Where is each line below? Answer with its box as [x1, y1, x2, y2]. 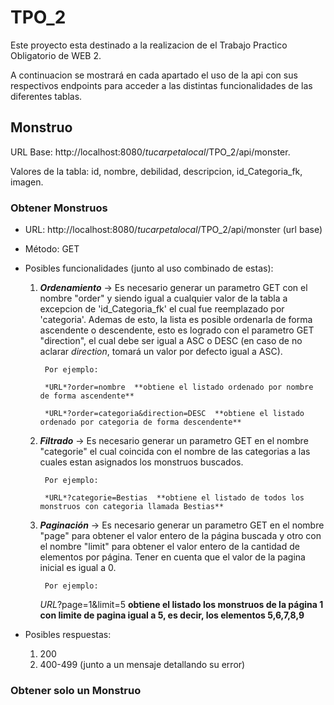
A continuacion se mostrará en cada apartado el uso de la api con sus [10, 69, 298, 81]
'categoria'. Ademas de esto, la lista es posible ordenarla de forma [39, 314, 313, 326]
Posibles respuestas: [24, 629, 112, 641]
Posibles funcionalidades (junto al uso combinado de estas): [24, 262, 274, 275]
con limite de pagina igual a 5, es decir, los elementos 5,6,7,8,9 [39, 609, 305, 621]
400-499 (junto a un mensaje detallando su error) [39, 659, 246, 671]
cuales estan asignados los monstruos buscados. [39, 456, 244, 468]
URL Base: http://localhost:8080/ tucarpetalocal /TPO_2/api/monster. [10, 146, 291, 158]
